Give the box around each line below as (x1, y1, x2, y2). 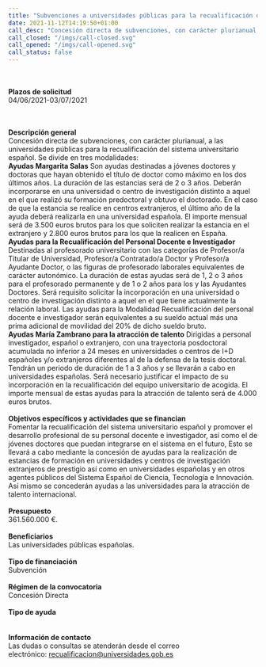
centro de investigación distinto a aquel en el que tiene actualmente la (8, 296, 237, 305)
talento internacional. (8, 490, 78, 499)
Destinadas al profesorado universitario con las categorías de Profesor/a (8, 246, 245, 254)
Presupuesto (8, 506, 51, 516)
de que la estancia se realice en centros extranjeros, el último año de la (8, 204, 241, 212)
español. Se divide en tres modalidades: (8, 153, 139, 162)
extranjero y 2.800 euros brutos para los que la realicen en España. (8, 229, 228, 238)
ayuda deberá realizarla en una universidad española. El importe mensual (8, 212, 248, 221)
